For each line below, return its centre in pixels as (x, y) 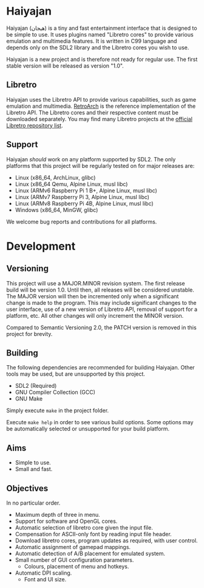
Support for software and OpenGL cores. (66, 521)
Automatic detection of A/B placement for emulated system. (90, 553)
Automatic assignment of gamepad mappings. (73, 547)
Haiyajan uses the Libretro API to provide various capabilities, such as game (101, 99)
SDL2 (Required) (36, 386)
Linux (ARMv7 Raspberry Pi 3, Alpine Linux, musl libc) (82, 197)
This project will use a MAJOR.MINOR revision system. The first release (96, 283)
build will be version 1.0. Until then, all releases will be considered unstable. (100, 290)
